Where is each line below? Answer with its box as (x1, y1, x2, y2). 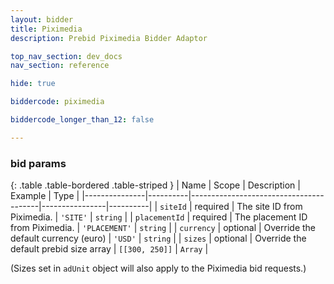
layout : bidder (10, 14, 74, 25)
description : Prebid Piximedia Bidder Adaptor (10, 33, 208, 43)
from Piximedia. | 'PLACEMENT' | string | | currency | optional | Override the (10, 222, 316, 234)
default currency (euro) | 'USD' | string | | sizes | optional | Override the (10, 232, 307, 245)
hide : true (10, 79, 56, 89)
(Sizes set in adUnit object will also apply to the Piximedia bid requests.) (10, 262, 307, 275)
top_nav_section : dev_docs (10, 51, 123, 61)
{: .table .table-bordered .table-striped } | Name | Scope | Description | (10, 179, 301, 191)
